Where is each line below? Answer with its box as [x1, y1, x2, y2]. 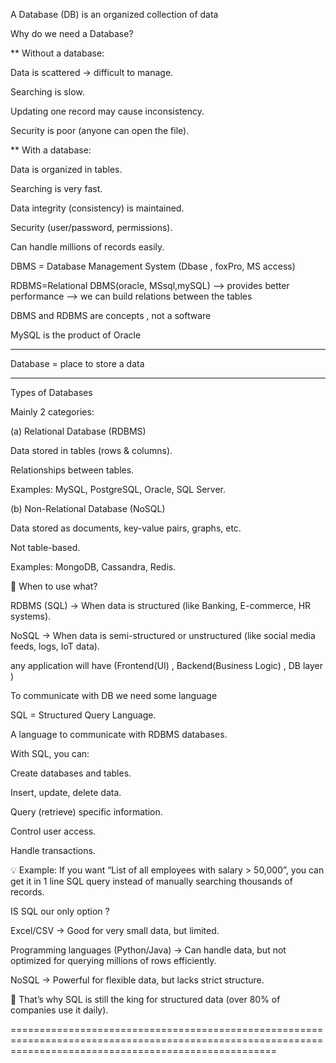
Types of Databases [10, 387, 93, 398]
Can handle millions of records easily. [10, 241, 165, 253]
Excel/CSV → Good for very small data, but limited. [10, 925, 220, 936]
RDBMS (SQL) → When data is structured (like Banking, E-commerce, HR [10, 600, 312, 611]
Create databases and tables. [10, 767, 132, 779]
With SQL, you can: [10, 748, 90, 759]
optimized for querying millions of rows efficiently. [10, 955, 217, 966]
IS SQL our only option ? [10, 905, 110, 917]
